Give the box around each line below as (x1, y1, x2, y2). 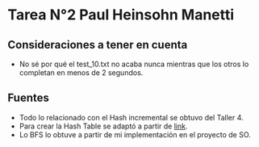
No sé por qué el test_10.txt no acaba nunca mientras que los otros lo (19, 59, 249, 69)
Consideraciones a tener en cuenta (7, 38, 188, 52)
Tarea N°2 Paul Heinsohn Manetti (7, 6, 235, 24)
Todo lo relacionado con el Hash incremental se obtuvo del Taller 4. (19, 112, 244, 122)
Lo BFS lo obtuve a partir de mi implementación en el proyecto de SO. (19, 129, 251, 139)
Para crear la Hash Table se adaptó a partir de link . (19, 121, 188, 131)
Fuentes (7, 91, 50, 105)
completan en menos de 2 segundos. (19, 68, 144, 78)
